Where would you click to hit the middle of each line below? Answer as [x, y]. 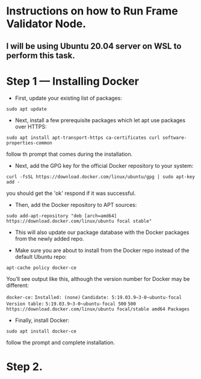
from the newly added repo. [49, 238]
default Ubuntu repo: [41, 256]
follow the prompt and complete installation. [61, 342]
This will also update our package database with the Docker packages [102, 232]
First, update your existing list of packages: [68, 98]
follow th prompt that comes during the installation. [70, 154]
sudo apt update [26, 109]
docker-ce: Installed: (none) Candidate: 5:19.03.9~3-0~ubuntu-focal [94, 297]
